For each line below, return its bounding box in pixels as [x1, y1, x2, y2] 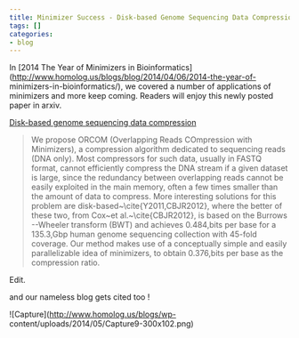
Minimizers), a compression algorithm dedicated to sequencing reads [30, 144, 287, 155]
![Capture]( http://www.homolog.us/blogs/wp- [9, 309, 176, 320]
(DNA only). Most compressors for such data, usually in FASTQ [30, 153, 263, 165]
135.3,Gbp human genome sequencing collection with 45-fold [30, 229, 258, 240]
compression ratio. [30, 257, 101, 268]
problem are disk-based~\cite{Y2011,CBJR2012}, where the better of [30, 201, 283, 212]
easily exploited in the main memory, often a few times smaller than [30, 181, 279, 192]
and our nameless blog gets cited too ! [9, 292, 150, 302]
